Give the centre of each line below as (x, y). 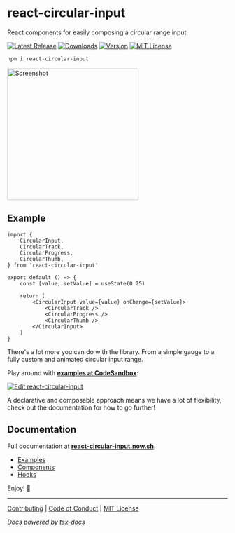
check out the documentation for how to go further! (81, 407)
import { (20, 234)
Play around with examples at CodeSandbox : (73, 372)
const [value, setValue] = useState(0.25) (83, 283)
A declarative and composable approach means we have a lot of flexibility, (114, 400)
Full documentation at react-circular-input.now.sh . (81, 446)
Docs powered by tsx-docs (46, 522)
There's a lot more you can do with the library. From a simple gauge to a (111, 351)
